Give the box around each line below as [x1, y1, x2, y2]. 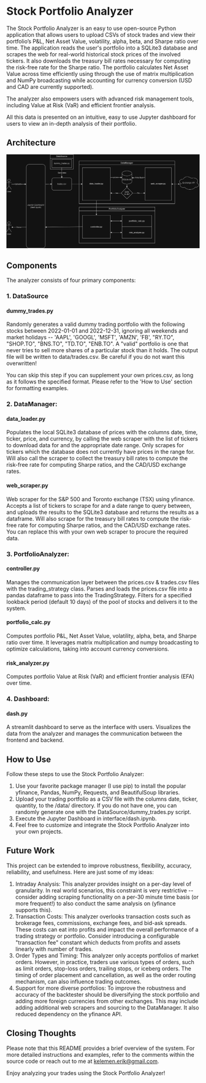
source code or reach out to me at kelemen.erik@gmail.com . [6, 1057, 159, 1065]
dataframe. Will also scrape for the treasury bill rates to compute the [6, 515, 179, 522]
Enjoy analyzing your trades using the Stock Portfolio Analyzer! [6, 1069, 166, 1076]
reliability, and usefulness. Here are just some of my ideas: [6, 868, 154, 875]
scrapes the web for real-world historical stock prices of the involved [6, 50, 181, 58]
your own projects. [15, 828, 63, 836]
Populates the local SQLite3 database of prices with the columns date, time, [6, 429, 198, 436]
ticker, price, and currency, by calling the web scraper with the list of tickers [6, 435, 198, 442]
